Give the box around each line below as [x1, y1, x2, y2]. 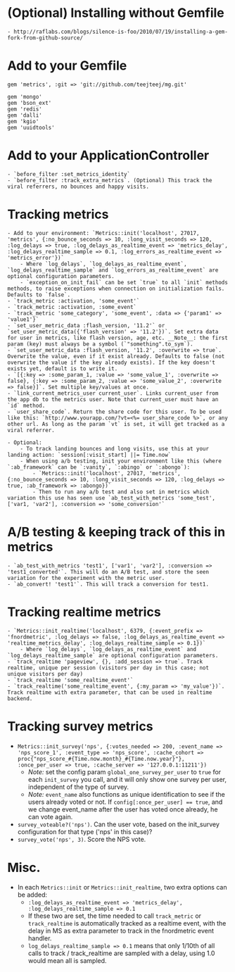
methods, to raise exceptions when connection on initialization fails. [7, 285, 225, 292]
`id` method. [7, 402, 46, 409]
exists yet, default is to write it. [7, 365, 118, 372]
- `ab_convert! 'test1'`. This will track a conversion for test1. [7, 581, 210, 588]
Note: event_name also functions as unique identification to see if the [27, 790, 225, 798]
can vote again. [27, 812, 73, 821]
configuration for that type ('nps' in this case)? [17, 827, 153, 835]
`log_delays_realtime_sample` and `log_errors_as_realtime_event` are [7, 266, 219, 274]
